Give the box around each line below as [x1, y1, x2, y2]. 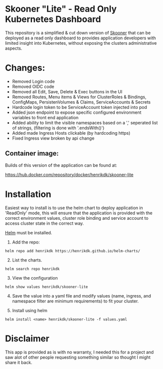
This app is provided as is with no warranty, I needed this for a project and [5, 349, 154, 355]
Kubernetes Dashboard [5, 14, 101, 25]
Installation [5, 189, 52, 200]
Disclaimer [5, 333, 50, 344]
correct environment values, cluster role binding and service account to [5, 215, 148, 221]
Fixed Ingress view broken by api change [12, 135, 95, 141]
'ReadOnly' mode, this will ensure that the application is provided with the [5, 210, 153, 216]
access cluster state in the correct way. [5, 220, 84, 226]
